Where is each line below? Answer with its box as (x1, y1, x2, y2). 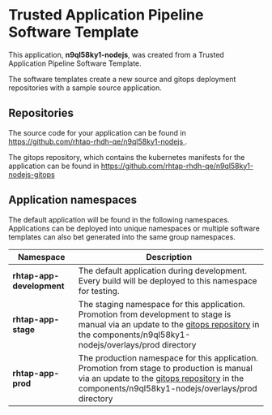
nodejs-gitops (8, 169, 55, 179)
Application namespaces (8, 193, 138, 207)
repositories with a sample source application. (8, 83, 162, 93)
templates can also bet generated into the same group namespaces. (8, 231, 236, 241)
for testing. (78, 285, 120, 296)
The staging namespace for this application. (78, 298, 245, 309)
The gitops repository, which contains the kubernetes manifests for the (8, 152, 245, 162)
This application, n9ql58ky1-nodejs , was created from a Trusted (8, 50, 224, 59)
